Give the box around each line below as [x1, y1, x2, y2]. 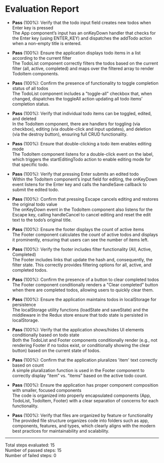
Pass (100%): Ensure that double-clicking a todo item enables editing [12, 140, 152, 146]
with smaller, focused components [12, 387, 82, 393]
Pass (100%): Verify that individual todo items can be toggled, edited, [12, 110, 152, 116]
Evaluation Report [5, 3, 79, 15]
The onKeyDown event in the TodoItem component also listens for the [12, 207, 153, 212]
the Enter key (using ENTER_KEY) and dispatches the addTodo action [12, 35, 152, 41]
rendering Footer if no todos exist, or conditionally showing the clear [12, 342, 150, 348]
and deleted [12, 116, 37, 121]
